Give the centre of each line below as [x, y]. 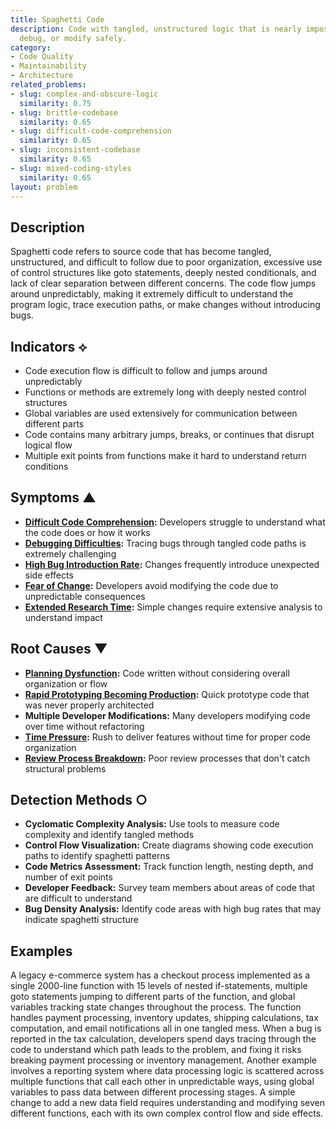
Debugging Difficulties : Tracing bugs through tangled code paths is [165, 543]
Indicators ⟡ [49, 346]
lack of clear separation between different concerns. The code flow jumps [163, 283]
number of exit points [68, 877]
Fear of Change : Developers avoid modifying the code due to [151, 585]
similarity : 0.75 [55, 103]
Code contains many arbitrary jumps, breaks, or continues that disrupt [169, 434]
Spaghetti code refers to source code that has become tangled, [141, 252]
